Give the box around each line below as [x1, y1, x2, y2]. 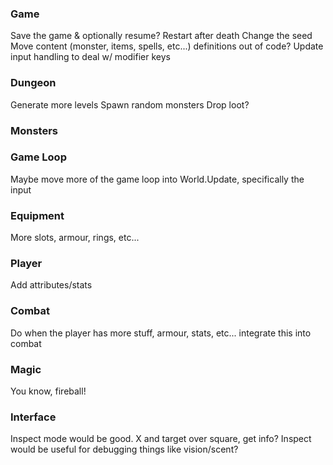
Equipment [10, 208, 65, 222]
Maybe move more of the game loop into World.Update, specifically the [10, 173, 305, 185]
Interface [10, 410, 57, 424]
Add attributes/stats [10, 279, 93, 291]
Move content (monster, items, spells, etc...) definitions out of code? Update [10, 40, 324, 52]
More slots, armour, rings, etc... [10, 232, 140, 244]
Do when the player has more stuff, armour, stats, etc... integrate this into [10, 327, 312, 339]
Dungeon [10, 76, 57, 90]
